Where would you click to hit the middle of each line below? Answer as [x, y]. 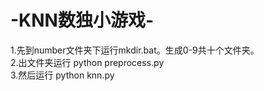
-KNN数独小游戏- [82, 20]
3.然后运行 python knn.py [62, 75]
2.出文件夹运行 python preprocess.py [87, 62]
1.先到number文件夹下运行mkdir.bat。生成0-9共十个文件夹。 [135, 50]
